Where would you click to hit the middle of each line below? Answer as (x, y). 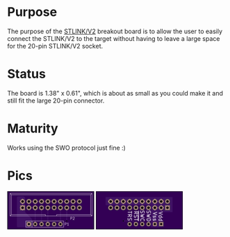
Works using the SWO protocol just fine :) (67, 148)
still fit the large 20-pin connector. (56, 100)
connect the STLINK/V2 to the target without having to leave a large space (114, 38)
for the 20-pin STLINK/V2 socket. (55, 46)
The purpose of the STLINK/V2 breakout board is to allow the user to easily (115, 31)
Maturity (33, 129)
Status (27, 74)
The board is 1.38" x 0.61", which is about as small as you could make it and (115, 93)
